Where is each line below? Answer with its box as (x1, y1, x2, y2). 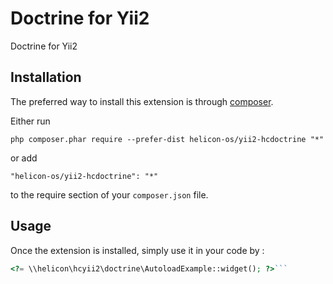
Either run (10, 115, 51, 127)
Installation (10, 69, 82, 86)
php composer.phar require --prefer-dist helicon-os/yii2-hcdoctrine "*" (10, 134, 325, 144)
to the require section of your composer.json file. (10, 188, 209, 201)
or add (10, 152, 38, 164)
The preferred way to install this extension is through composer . (10, 95, 274, 107)
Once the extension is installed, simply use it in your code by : (10, 244, 265, 256)
